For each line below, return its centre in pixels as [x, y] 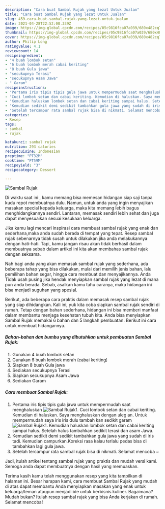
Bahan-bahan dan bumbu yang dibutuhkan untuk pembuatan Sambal [78, 337]
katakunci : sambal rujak [30, 142]
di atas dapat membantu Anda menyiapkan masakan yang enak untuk [76, 486]
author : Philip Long [26, 42]
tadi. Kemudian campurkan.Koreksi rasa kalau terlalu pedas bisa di [80, 441]
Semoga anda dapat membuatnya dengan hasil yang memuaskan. [72, 467]
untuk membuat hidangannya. [35, 326]
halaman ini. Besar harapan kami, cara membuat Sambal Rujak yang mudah [81, 481]
